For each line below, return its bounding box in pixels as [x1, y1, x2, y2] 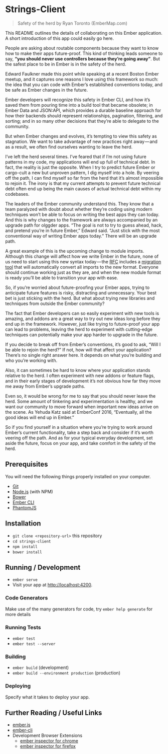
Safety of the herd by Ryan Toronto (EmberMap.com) [17, 20, 128, 26]
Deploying [5, 683, 31, 690]
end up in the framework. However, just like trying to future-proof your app [5, 321, 159, 327]
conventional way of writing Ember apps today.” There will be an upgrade [5, 233, 157, 239]
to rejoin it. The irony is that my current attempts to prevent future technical [5, 180, 160, 186]
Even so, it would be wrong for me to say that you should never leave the [5, 393, 156, 399]
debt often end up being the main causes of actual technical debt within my [5, 185, 161, 192]
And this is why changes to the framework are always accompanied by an [5, 216, 158, 222]
